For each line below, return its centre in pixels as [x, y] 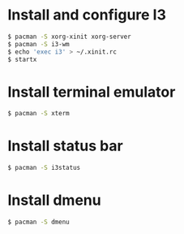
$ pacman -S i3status [44, 168]
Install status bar [65, 146]
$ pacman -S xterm [39, 114]
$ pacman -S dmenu [39, 222]
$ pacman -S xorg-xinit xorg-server [69, 37]
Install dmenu [55, 200]
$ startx [22, 59]
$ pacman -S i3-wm [39, 44]
